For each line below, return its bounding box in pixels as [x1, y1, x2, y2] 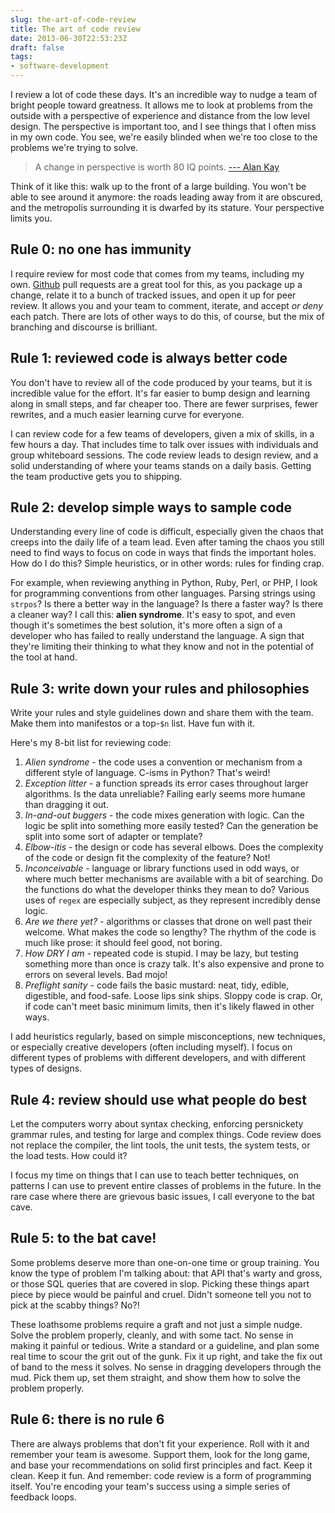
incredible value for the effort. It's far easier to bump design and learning [10, 387, 310, 399]
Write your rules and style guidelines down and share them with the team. [10, 707, 314, 719]
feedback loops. [10, 1491, 78, 1503]
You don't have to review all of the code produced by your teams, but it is [10, 376, 313, 388]
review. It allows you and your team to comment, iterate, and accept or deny [10, 299, 324, 311]
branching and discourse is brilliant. [10, 321, 158, 333]
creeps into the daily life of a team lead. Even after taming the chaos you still [10, 536, 325, 548]
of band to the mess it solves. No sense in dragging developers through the [10, 1361, 322, 1373]
